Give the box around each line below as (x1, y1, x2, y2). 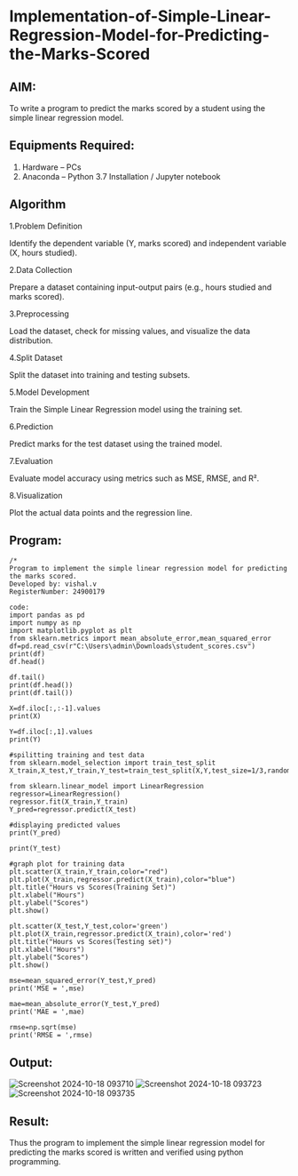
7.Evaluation (9, 455, 53, 466)
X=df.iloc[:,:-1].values (9, 704, 101, 713)
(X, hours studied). (9, 247, 78, 258)
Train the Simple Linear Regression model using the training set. (9, 404, 243, 414)
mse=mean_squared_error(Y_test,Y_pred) (9, 976, 157, 986)
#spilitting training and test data (9, 751, 145, 760)
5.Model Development (9, 387, 90, 397)
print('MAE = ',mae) (9, 1007, 86, 1017)
